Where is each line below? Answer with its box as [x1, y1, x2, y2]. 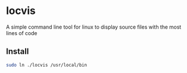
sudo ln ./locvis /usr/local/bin [6, 62, 87, 68]
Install [6, 47, 29, 57]
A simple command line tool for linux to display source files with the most [6, 23, 182, 30]
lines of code [6, 29, 38, 36]
